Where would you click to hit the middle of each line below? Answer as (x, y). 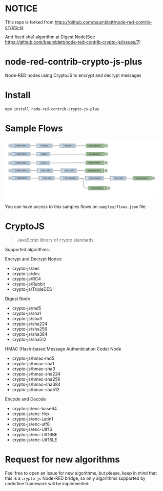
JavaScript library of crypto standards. (56, 240)
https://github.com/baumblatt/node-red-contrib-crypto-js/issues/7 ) (73, 42)
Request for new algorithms (62, 459)
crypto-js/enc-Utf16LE (35, 440)
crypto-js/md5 (27, 308)
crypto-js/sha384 (30, 334)
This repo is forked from (29, 22)
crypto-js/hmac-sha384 (36, 384)
